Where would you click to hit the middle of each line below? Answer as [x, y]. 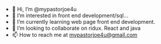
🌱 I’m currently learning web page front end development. [84, 22]
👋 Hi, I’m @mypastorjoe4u [44, 9]
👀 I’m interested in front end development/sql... [70, 15]
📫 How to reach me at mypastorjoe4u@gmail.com [74, 35]
